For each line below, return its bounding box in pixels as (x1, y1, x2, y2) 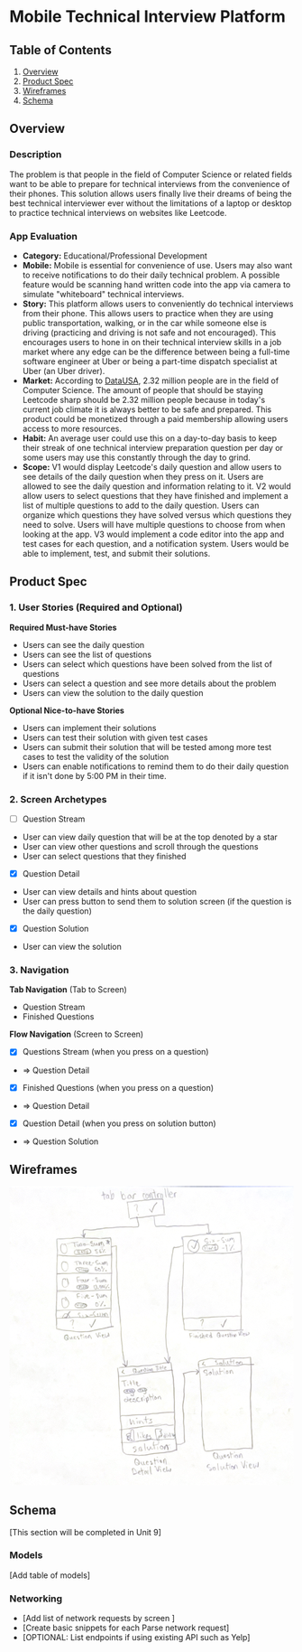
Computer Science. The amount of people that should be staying (22, 384, 263, 395)
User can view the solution (22, 942, 122, 953)
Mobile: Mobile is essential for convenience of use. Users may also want (22, 259, 293, 270)
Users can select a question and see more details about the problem (22, 678, 277, 689)
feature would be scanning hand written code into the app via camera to (22, 278, 291, 290)
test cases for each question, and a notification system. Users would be (22, 538, 289, 549)
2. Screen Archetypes (9, 793, 107, 805)
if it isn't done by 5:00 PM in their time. (22, 770, 167, 781)
